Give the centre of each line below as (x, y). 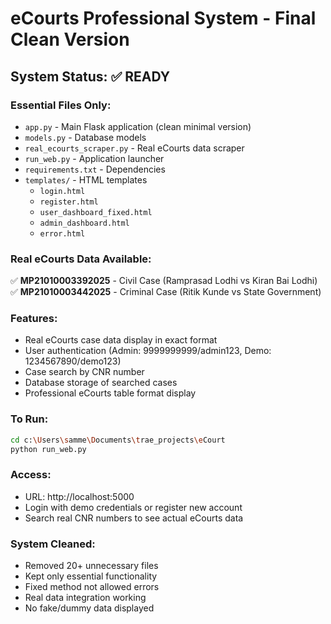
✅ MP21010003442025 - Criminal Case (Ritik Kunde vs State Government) (166, 292)
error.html (62, 233)
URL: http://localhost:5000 (79, 496)
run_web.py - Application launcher (94, 158)
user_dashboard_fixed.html (96, 212)
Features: (34, 319)
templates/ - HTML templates (86, 179)
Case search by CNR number (84, 372)
